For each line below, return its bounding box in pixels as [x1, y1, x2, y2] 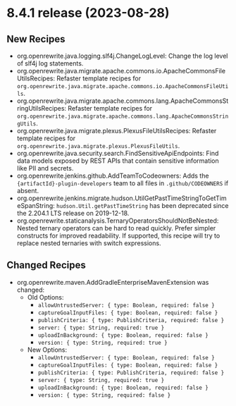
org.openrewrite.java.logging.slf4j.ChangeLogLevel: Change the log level [16, 51, 228, 60]
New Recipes [6, 33, 66, 45]
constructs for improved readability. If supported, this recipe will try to [16, 231, 221, 240]
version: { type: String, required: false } [37, 391, 171, 399]
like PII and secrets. [16, 164, 74, 172]
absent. [16, 187, 39, 195]
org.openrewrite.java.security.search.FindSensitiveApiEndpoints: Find [16, 149, 219, 157]
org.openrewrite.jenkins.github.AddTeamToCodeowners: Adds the [16, 171, 209, 180]
